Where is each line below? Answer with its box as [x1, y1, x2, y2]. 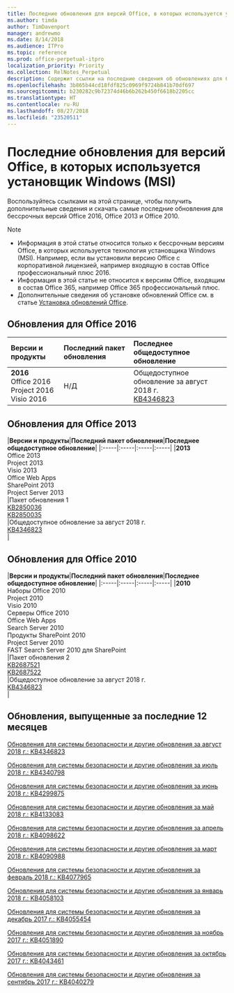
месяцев [7, 722, 48, 733]
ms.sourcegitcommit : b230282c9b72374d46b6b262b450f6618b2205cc [7, 88, 195, 95]
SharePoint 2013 [7, 481, 54, 489]
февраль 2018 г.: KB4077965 [7, 873, 92, 881]
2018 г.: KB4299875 [7, 789, 65, 798]
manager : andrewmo [7, 29, 61, 37]
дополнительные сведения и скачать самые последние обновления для [7, 204, 224, 213]
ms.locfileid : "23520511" [7, 114, 82, 121]
